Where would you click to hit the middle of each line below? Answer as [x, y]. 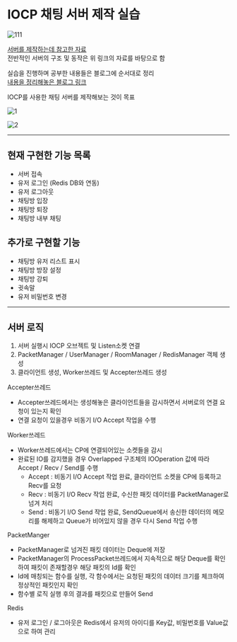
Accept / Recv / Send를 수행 [58, 468]
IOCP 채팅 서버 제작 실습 [74, 15]
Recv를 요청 [45, 486]
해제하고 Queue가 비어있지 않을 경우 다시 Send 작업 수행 [120, 521]
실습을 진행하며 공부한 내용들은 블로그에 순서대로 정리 [81, 73]
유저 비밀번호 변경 [42, 296]
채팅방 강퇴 [33, 279]
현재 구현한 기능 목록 [49, 155]
